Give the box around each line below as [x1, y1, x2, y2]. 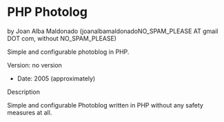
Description [7, 88, 40, 96]
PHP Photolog [7, 4, 88, 20]
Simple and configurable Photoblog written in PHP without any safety [7, 101, 203, 109]
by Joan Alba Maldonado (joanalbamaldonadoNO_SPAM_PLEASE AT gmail [7, 27, 218, 35]
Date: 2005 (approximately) [17, 74, 96, 83]
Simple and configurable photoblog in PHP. [7, 48, 130, 56]
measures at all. [7, 108, 52, 116]
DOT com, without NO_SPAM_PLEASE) [7, 34, 117, 42]
